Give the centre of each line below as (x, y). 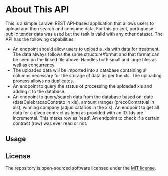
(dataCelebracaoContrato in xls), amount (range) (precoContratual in (83, 102)
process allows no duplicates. (43, 81)
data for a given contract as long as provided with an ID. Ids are (78, 113)
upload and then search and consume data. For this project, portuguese (79, 28)
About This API (37, 9)
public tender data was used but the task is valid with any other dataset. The (84, 34)
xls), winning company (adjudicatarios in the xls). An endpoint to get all (86, 107)
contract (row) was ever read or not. (50, 123)
